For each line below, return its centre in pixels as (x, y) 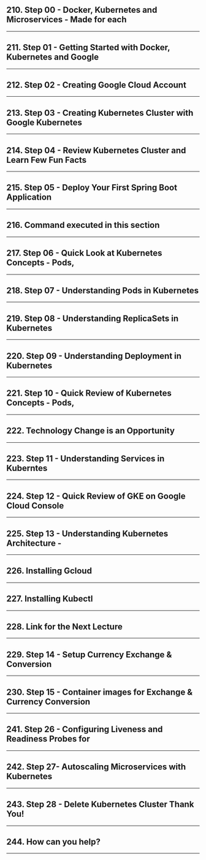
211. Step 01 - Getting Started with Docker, (88, 47)
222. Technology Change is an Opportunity (90, 431)
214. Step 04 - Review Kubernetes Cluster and (96, 150)
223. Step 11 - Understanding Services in (86, 458)
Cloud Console (35, 506)
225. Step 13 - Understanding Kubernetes (87, 533)
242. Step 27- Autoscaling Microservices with (96, 767)
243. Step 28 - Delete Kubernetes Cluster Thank (100, 805)
